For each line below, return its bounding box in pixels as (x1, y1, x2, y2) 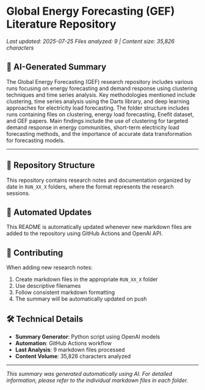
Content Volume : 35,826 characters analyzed (15, 353, 131, 359)
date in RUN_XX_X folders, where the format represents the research (6, 182, 174, 190)
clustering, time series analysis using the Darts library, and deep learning (6, 97, 190, 105)
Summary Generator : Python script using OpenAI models (15, 333, 160, 340)
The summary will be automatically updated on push (15, 295, 148, 302)
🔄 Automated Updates (6, 207, 92, 217)
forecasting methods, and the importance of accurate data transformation (6, 130, 192, 137)
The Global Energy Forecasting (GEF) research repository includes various (6, 78, 193, 85)
